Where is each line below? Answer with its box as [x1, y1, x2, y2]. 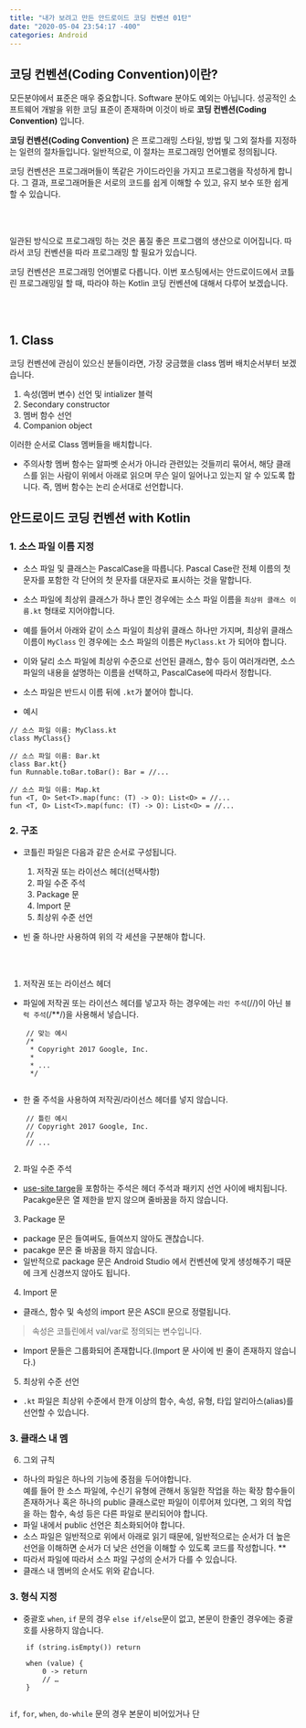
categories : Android [9, 30, 89, 39]
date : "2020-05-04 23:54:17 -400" [9, 22, 142, 31]
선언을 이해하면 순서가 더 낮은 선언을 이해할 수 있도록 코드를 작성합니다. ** [22, 1542, 287, 1553]
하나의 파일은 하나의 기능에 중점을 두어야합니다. [22, 1474, 192, 1485]
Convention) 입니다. [9, 115, 85, 126]
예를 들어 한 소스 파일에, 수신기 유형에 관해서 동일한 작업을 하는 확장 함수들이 [22, 1486, 296, 1497]
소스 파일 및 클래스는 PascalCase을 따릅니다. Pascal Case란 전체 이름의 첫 [22, 563, 291, 574]
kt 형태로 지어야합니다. [33, 605, 116, 616]
